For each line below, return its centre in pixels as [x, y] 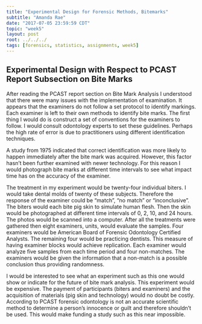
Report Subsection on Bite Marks [69, 79]
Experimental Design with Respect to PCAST [91, 70]
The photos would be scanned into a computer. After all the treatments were [101, 219]
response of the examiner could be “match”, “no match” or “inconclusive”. [98, 200]
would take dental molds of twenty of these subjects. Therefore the [90, 194]
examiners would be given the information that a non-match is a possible [97, 258]
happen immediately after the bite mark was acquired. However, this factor [99, 157]
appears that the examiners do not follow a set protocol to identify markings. [101, 107]
